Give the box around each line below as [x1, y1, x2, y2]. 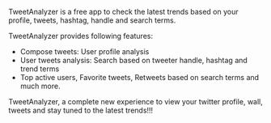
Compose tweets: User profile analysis [19, 47, 150, 56]
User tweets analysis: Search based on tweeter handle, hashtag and [19, 56, 248, 65]
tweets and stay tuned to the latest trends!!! [8, 105, 154, 115]
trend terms [19, 64, 60, 74]
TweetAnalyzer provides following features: [8, 32, 154, 40]
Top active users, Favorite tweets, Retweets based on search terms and [19, 73, 260, 82]
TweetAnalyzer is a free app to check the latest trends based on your [8, 7, 239, 16]
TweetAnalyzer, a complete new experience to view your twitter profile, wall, [8, 97, 263, 106]
